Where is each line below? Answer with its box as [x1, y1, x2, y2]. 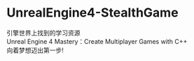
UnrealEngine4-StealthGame [6, 5, 179, 21]
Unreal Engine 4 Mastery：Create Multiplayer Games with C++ [6, 37, 188, 46]
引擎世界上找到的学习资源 [6, 28, 81, 37]
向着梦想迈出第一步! [6, 46, 64, 54]
